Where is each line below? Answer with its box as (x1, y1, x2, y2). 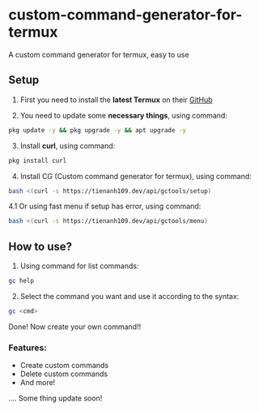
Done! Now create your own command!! (8, 322, 142, 332)
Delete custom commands (19, 369, 108, 379)
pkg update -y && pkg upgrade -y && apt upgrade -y (8, 126, 186, 135)
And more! (19, 378, 56, 387)
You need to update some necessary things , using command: (19, 110, 228, 120)
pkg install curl (8, 156, 67, 165)
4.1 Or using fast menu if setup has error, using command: (8, 201, 202, 212)
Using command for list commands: (19, 261, 139, 271)
